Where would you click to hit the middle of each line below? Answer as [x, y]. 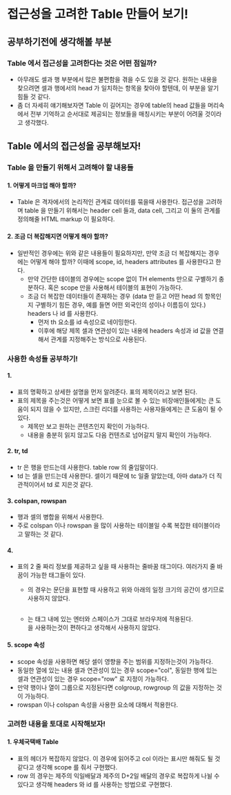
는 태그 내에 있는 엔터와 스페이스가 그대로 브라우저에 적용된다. [110, 619]
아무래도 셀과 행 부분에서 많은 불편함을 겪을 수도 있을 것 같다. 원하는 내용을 [117, 79]
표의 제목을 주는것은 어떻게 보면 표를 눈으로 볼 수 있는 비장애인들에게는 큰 [115, 400]
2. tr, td [18, 451]
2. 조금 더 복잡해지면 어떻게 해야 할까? [58, 236]
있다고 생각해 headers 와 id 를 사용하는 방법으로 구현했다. [94, 784]
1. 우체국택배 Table [33, 742]
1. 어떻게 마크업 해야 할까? [42, 185]
